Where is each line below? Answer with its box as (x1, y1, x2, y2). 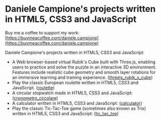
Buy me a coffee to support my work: (5, 30, 80, 35)
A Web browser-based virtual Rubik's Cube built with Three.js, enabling (12, 59, 156, 65)
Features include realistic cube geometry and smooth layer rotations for (12, 69, 156, 75)
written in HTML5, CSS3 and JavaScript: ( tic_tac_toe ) (12, 110, 119, 116)
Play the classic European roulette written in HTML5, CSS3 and (12, 79, 139, 86)
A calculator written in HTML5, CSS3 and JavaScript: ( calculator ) (12, 100, 143, 106)
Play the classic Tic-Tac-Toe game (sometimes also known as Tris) (12, 105, 146, 111)
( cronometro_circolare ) (12, 95, 58, 101)
